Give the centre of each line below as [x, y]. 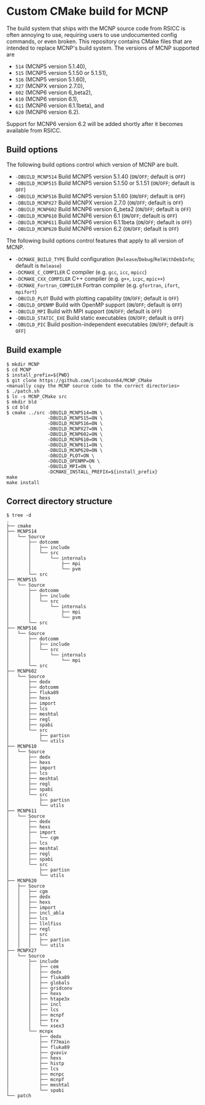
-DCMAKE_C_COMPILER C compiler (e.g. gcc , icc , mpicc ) [81, 272]
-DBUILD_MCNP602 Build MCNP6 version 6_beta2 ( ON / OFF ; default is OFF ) [103, 209]
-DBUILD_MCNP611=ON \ [75, 445]
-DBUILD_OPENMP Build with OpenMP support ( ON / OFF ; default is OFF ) [99, 305]
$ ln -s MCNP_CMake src [37, 396]
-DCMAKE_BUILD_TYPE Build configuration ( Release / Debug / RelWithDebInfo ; [105, 259]
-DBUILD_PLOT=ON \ [71, 456]
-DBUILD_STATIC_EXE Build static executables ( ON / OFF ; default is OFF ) [99, 318]
